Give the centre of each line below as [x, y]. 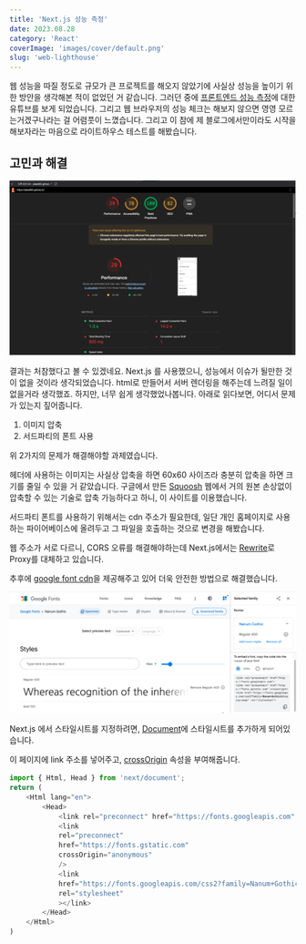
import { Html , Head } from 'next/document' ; [97, 778]
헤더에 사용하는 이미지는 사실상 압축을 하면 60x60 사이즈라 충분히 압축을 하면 [147, 475]
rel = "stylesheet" [91, 893]
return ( [26, 788]
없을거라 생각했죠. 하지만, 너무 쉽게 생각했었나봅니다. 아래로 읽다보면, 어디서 [144, 394]
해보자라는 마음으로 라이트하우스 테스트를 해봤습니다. [103, 131]
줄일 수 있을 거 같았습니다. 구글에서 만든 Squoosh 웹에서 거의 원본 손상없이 [159, 487]
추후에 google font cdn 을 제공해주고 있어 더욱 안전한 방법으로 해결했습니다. [143, 579]
